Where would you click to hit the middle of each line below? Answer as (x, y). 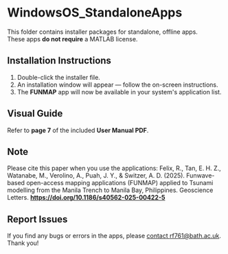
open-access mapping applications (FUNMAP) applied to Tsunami (120, 183)
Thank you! (23, 243)
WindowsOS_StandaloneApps (95, 13)
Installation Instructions (59, 61)
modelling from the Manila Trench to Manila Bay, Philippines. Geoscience (110, 190)
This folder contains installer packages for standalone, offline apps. (102, 32)
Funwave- (201, 176)
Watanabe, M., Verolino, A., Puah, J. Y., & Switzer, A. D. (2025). (96, 176)
